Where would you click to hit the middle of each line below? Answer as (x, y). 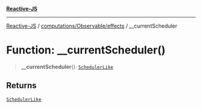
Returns (22, 85)
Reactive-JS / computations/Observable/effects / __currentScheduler (92, 26)
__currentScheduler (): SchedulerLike (67, 67)
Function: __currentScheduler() (86, 50)
